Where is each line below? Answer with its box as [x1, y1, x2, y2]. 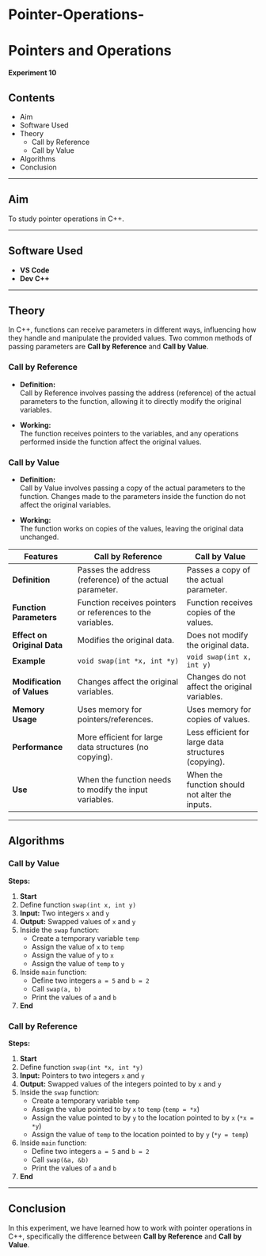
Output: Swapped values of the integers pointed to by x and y [19, 1079, 222, 1088]
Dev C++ [19, 273, 50, 283]
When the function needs [77, 774, 172, 785]
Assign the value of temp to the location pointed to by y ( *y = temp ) [31, 1129, 249, 1139]
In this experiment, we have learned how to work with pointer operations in [8, 1223, 253, 1232]
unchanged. [19, 532, 59, 542]
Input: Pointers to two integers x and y [19, 1071, 145, 1080]
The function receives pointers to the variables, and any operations [19, 428, 239, 438]
